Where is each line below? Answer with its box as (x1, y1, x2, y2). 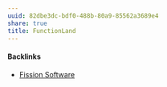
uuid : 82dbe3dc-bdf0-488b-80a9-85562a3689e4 (7, 11, 159, 20)
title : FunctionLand (7, 27, 77, 35)
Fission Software (18, 69, 75, 79)
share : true (7, 19, 47, 27)
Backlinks (7, 52, 42, 61)
